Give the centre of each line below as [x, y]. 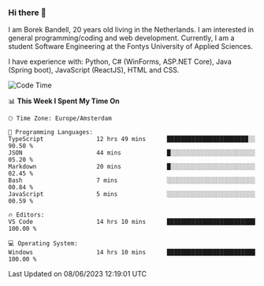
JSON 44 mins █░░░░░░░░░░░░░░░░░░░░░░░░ [132, 153]
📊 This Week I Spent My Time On [64, 101]
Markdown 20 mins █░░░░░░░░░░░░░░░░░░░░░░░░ [132, 167]
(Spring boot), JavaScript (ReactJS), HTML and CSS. [94, 70]
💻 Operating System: [43, 243]
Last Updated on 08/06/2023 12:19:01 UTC [78, 274]
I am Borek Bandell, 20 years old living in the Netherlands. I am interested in [131, 30]
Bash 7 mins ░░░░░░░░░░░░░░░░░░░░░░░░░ [132, 180]
